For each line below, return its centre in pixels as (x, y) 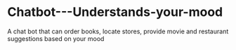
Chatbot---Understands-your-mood (115, 12)
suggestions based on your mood (56, 38)
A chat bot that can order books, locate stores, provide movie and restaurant (118, 31)
